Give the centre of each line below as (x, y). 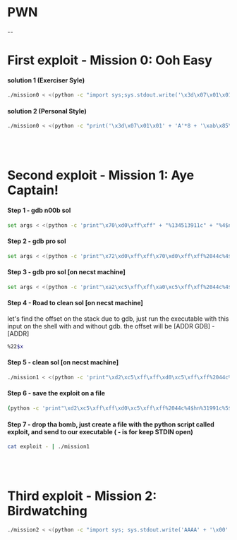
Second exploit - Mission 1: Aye (101, 175)
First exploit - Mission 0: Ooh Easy (110, 60)
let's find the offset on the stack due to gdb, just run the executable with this (118, 319)
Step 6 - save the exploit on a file (56, 393)
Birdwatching (48, 511)
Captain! (33, 190)
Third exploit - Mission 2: (82, 496)
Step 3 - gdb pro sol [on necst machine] (66, 272)
